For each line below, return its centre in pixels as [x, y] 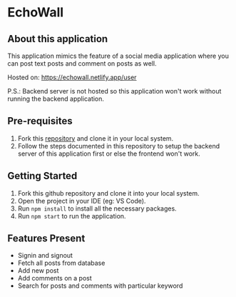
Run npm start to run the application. [72, 216]
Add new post [38, 271]
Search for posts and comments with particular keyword [100, 286]
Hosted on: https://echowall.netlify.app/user [72, 77]
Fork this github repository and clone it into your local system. [108, 193]
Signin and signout [45, 256]
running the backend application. [56, 99]
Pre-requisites [40, 121]
